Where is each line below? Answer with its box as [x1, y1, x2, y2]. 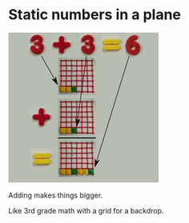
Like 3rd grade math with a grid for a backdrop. [8, 205, 164, 215]
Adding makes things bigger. [8, 190, 103, 200]
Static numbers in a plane [8, 6, 182, 24]
